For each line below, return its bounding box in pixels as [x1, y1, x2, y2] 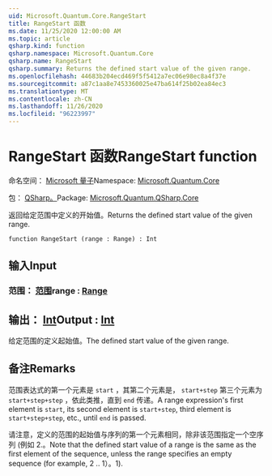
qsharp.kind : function [8, 42, 85, 50]
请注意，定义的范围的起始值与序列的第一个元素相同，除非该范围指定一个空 [8, 429, 257, 439]
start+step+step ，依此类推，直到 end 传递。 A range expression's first [8, 395, 244, 405]
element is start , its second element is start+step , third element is [8, 404, 232, 414]
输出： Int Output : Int [8, 313, 115, 327]
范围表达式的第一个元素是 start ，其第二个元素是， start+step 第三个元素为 [8, 384, 263, 394]
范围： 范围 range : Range [8, 285, 108, 297]
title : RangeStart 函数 [8, 19, 87, 28]
